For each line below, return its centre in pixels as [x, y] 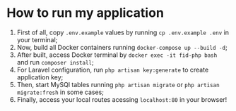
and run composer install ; [55, 62]
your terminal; [37, 39]
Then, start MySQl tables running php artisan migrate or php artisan [118, 84]
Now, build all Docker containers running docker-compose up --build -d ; [122, 47]
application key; [40, 77]
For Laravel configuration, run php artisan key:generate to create [113, 70]
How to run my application [85, 13]
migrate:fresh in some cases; [60, 92]
